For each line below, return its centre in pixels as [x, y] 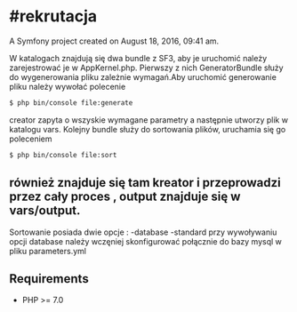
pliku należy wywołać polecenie [68, 86]
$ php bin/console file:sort [63, 155]
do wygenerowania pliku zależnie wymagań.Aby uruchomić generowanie [143, 76]
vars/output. [45, 211]
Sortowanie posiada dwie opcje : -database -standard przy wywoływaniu [143, 232]
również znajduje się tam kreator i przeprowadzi [145, 183]
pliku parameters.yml [48, 251]
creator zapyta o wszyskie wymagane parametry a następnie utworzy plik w [149, 120]
